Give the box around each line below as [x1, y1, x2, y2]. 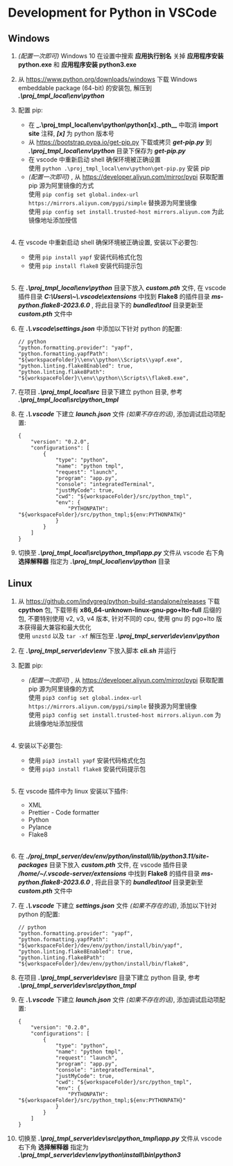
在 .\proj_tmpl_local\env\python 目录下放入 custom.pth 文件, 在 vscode [17, 284, 226, 292]
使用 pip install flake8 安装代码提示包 [28, 262, 143, 270]
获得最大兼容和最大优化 [24, 623, 92, 631]
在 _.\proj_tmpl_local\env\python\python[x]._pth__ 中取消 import [28, 121, 218, 129]
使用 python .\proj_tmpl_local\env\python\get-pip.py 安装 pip [28, 164, 210, 172]
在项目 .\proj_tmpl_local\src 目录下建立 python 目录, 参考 [17, 388, 183, 396]
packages [17, 860, 48, 868]
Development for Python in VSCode [8, 5, 217, 21]
